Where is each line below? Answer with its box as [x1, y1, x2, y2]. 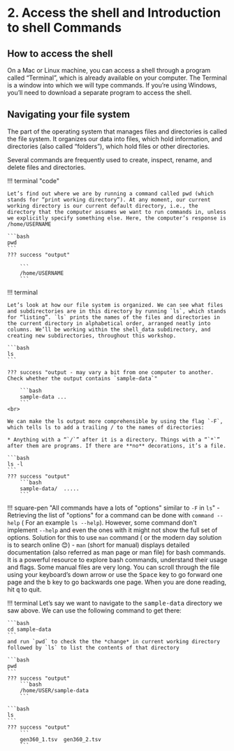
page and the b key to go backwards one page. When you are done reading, [7, 578, 227, 586]
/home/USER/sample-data [20, 687, 89, 694]
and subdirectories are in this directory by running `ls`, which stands [7, 308, 227, 315]
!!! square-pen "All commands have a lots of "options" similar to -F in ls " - [7, 503, 220, 512]
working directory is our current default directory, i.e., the [7, 202, 198, 209]
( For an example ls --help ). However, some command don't [21, 518, 197, 527]
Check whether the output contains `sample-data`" [7, 375, 158, 382]
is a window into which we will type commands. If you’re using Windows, [7, 81, 217, 89]
